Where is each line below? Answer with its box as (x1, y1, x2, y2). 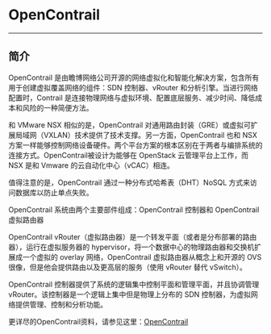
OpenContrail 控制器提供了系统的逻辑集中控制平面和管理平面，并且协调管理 (8, 279, 260, 289)
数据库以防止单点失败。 (15, 187, 94, 197)
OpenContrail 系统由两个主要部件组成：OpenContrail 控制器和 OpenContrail (8, 204, 260, 215)
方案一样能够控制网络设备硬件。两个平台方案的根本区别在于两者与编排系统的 (8, 140, 263, 150)
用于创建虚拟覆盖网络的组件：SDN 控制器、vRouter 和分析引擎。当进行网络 (8, 82, 258, 92)
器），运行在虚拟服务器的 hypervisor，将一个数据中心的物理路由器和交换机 (8, 242, 255, 252)
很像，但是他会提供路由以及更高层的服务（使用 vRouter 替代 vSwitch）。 (8, 262, 248, 272)
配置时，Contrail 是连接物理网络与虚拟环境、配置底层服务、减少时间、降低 (8, 93, 256, 102)
